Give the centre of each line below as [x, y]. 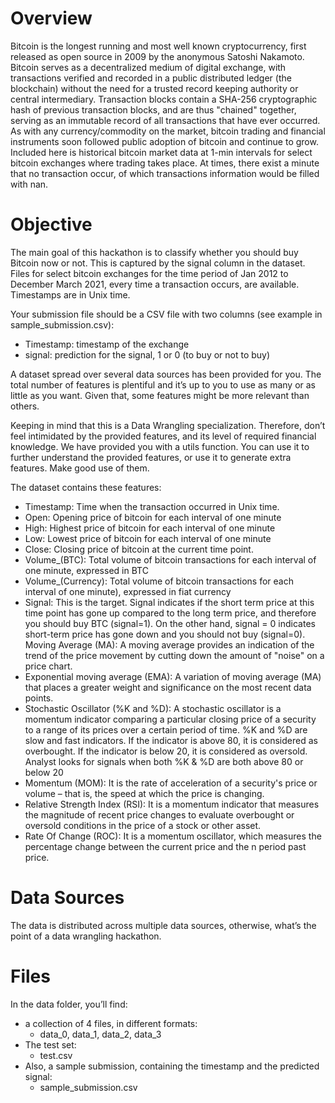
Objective [51, 224]
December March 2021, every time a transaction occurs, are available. [155, 284]
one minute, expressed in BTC [86, 570]
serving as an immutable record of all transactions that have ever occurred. [165, 120]
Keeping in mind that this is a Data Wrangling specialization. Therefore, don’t [168, 425]
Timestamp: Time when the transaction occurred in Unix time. [152, 506]
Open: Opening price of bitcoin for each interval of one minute [153, 517]
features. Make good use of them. [80, 468]
